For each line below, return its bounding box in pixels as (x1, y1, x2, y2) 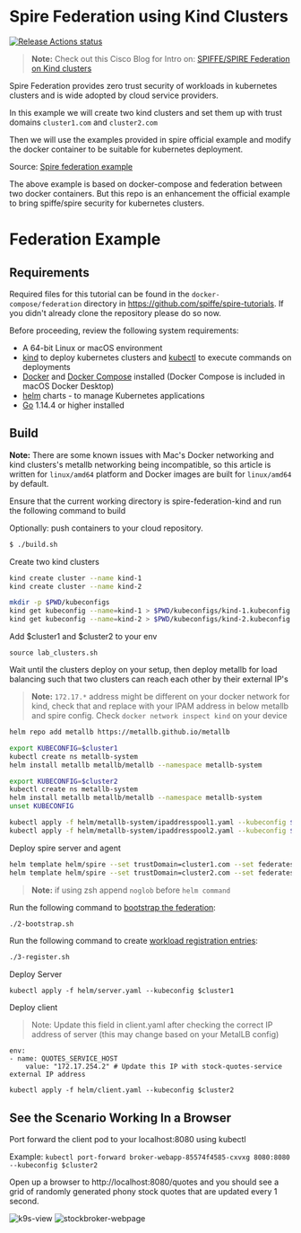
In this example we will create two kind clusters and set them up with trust (9, 107, 282, 118)
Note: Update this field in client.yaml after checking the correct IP (30, 1019, 273, 1030)
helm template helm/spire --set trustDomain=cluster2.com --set (9, 868, 254, 877)
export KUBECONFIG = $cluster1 (9, 744, 118, 753)
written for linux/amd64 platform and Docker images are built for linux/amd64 (9, 469, 292, 480)
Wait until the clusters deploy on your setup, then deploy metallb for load (9, 665, 278, 674)
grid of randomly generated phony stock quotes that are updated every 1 (9, 1186, 278, 1197)
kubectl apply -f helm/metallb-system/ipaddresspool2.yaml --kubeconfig (9, 826, 287, 835)
